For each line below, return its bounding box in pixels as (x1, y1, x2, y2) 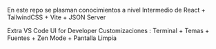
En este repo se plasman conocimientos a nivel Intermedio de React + (7, 6, 206, 14)
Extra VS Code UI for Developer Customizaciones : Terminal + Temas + (7, 27, 210, 35)
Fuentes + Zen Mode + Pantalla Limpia (7, 34, 117, 42)
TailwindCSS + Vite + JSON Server (7, 13, 106, 21)
